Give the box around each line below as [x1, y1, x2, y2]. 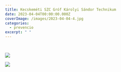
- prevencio [9, 25, 34, 30]
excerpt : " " [5, 30, 32, 35]
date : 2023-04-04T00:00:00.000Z [5, 12, 70, 17]
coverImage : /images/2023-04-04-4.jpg [5, 16, 84, 21]
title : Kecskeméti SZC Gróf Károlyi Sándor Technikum [5, 7, 117, 12]
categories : [5, 20, 29, 26]
